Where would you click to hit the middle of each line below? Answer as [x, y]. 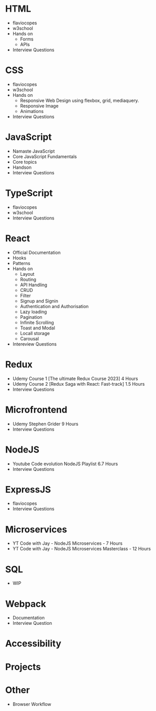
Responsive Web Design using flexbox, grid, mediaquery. [80, 100]
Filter [25, 295]
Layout [27, 274]
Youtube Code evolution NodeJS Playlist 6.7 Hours [65, 464]
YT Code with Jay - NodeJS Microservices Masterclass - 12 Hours [82, 549]
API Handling [34, 285]
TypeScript [29, 193]
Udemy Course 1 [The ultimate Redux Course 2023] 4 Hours [75, 379]
